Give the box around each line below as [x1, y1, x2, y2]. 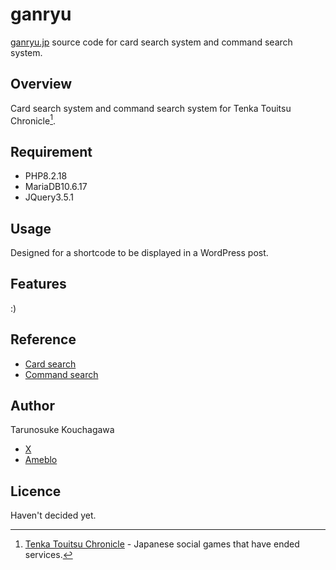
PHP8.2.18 [24, 170, 68, 182]
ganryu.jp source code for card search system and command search [10, 36, 293, 48]
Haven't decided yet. [10, 509, 97, 522]
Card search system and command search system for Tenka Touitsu [10, 102, 292, 114]
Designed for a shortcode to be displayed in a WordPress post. [10, 247, 269, 259]
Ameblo [24, 454, 58, 466]
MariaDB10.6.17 [24, 181, 88, 193]
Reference [10, 331, 77, 348]
